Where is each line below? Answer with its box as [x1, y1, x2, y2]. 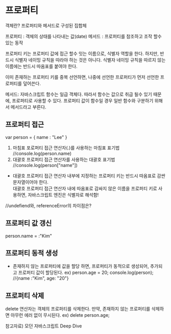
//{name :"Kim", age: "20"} [12, 275, 69, 282]
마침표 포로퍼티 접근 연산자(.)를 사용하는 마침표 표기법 [12, 145, 120, 151]
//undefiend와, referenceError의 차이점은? [5, 202, 92, 209]
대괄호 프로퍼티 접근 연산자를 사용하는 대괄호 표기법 [12, 156, 115, 162]
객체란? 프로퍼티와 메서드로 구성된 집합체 [5, 22, 87, 29]
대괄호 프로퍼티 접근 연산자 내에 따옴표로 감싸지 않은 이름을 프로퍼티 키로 [12, 185, 157, 191]
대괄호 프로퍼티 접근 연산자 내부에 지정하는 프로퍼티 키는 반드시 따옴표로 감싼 [12, 173, 166, 179]
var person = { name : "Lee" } [5, 134, 67, 140]
